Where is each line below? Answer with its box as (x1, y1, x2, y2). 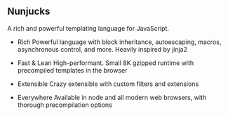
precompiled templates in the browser (17, 66, 128, 74)
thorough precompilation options (17, 101, 112, 109)
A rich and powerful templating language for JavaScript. (7, 24, 170, 32)
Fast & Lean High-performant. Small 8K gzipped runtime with (17, 59, 194, 67)
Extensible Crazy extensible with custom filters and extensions (17, 80, 199, 88)
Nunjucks (7, 6, 51, 17)
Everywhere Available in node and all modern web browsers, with (17, 93, 207, 101)
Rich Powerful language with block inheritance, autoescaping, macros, (17, 38, 222, 46)
